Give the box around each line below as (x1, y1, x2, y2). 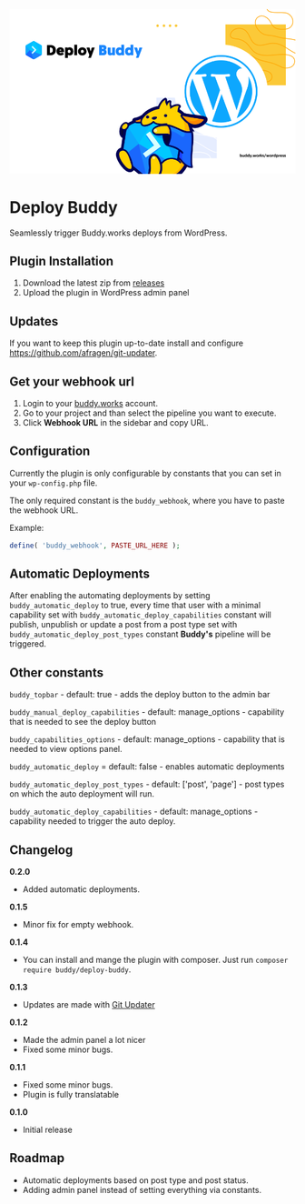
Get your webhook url (9, 374, 134, 389)
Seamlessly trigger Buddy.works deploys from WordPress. (9, 227, 228, 238)
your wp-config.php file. (9, 477, 98, 488)
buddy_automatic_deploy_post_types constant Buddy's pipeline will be (9, 628, 271, 640)
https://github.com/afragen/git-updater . (9, 347, 158, 358)
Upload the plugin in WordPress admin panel (22, 287, 190, 298)
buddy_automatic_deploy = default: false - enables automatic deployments (9, 761, 285, 772)
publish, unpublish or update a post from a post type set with (9, 619, 238, 630)
